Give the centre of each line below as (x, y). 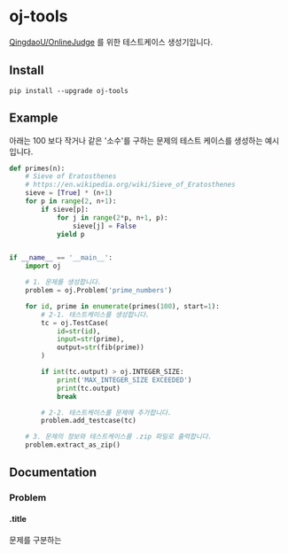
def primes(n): (37, 168)
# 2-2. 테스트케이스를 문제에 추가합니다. (106, 413)
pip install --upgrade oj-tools (69, 90)
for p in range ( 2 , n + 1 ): (71, 201)
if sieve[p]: (65, 209)
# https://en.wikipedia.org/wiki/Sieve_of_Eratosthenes (131, 185)
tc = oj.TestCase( (75, 323)
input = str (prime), (90, 339)
